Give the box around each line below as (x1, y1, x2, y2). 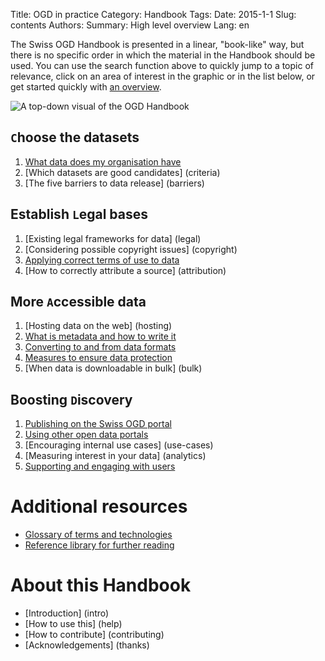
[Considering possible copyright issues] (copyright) (24, 243, 238, 255)
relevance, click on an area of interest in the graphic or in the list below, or (10, 70, 316, 82)
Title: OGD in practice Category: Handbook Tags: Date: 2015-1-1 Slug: (10, 9, 297, 20)
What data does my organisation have (24, 155, 182, 168)
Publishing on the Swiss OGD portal (24, 418, 172, 430)
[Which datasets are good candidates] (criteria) (24, 166, 221, 178)
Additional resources (10, 495, 188, 518)
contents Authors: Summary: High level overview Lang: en (10, 19, 250, 31)
